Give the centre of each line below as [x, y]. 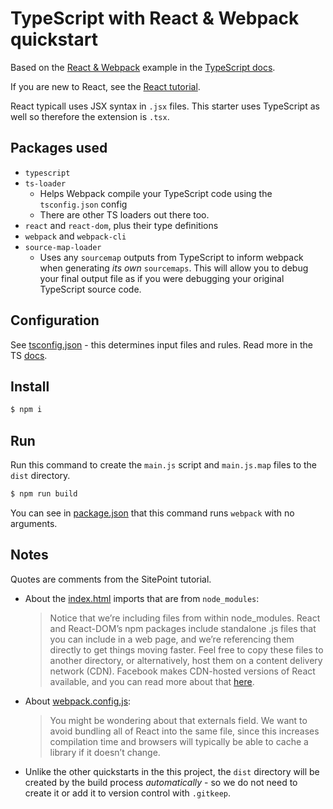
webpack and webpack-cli [75, 236]
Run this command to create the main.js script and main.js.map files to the [164, 465]
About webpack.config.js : [78, 701]
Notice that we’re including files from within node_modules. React [185, 618]
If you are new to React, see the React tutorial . [105, 86]
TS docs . [29, 355]
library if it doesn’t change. [105, 752]
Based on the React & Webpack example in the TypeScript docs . [143, 67]
